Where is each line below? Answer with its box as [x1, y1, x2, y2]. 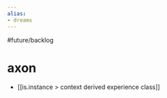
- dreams [7, 17, 33, 24]
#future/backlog [7, 35, 54, 44]
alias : [7, 10, 26, 17]
